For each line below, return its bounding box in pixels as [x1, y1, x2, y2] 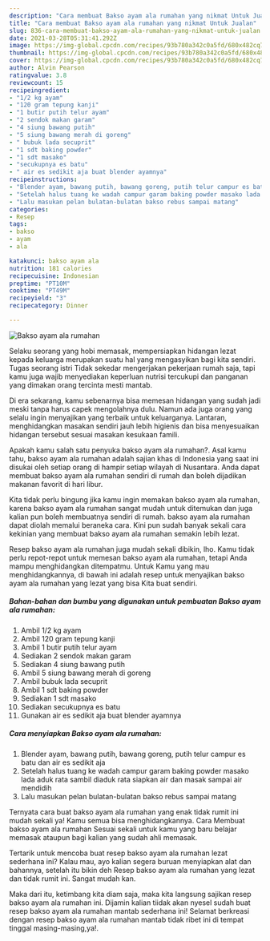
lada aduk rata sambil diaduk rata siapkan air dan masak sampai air [20, 774, 243, 784]
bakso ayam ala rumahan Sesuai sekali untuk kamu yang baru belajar [9, 824, 237, 834]
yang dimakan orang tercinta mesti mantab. [9, 380, 153, 389]
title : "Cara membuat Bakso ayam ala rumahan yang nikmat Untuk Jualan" [9, 19, 257, 27]
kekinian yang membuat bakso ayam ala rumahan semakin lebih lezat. [9, 529, 240, 538]
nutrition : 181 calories [9, 264, 92, 272]
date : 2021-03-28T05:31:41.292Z [9, 34, 117, 42]
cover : [9, 57, 31, 65]
